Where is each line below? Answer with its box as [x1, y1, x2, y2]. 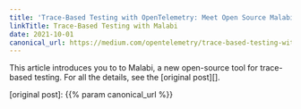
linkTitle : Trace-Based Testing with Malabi [9, 21, 178, 30]
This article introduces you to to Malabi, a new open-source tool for [9, 63, 258, 73]
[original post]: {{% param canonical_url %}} [9, 89, 173, 100]
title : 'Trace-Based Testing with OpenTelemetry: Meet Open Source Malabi [9, 13, 295, 22]
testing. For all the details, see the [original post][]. [34, 72, 221, 83]
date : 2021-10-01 [9, 29, 74, 38]
